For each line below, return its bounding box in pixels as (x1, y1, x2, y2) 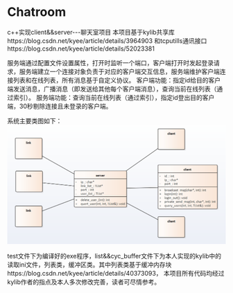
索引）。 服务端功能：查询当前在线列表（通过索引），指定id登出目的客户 (12, 93, 215, 101)
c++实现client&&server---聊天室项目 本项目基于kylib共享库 (7, 28, 175, 36)
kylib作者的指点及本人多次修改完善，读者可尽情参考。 (7, 278, 161, 286)
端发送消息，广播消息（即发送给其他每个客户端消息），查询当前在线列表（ (7, 85, 217, 93)
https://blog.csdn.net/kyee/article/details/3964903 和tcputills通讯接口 (7, 36, 207, 45)
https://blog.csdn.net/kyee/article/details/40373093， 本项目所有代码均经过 (7, 269, 225, 278)
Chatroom (7, 4, 67, 20)
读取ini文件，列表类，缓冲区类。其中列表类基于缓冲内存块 (7, 260, 172, 269)
